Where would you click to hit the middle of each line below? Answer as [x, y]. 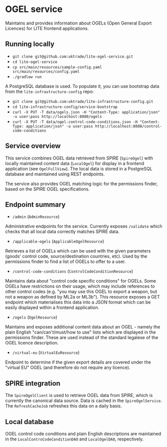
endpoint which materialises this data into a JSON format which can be [78, 302]
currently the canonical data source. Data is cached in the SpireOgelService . [84, 400]
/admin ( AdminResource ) [36, 216]
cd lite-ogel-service [35, 62]
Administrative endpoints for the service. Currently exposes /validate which [84, 226]
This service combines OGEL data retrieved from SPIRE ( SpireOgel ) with [79, 158]
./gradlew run [27, 77]
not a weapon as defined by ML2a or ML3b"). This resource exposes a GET [83, 297]
